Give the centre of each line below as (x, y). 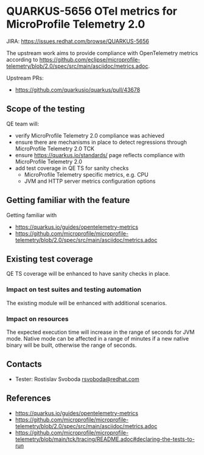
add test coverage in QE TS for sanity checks (72, 168)
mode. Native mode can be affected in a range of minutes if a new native (98, 338)
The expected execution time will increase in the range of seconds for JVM (100, 332)
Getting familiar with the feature (68, 200)
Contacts (24, 364)
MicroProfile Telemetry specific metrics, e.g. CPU (86, 174)
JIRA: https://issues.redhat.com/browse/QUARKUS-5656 (78, 41)
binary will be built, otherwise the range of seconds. (72, 345)
